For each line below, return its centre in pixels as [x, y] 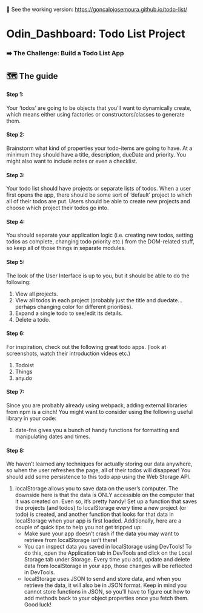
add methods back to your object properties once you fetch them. [106, 598]
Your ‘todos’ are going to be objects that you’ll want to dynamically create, [99, 108]
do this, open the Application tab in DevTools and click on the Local [108, 553]
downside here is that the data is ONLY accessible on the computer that [105, 495]
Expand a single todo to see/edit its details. [69, 313]
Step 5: [16, 262]
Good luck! [38, 605]
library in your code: [32, 418]
